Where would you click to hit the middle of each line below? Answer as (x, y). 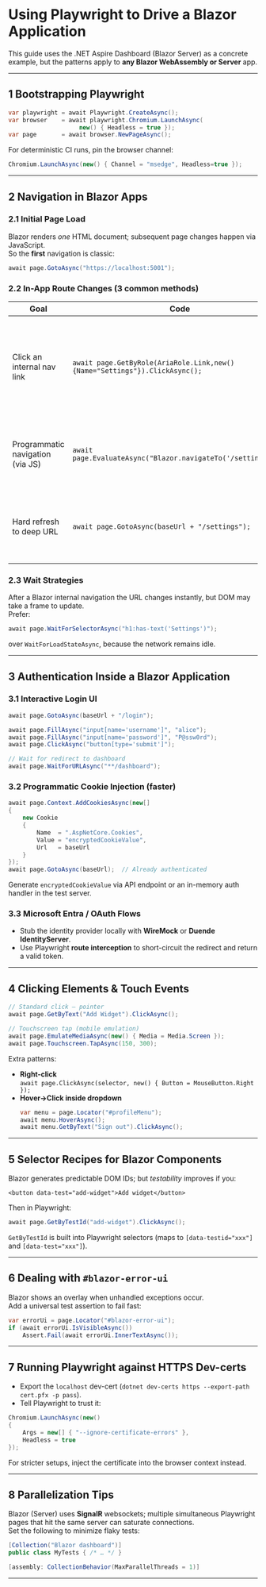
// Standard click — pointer (56, 1007)
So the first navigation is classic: (61, 253)
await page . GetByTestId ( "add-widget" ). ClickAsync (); (97, 1223)
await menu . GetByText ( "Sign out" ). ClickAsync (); (101, 1127)
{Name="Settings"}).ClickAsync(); (137, 370)
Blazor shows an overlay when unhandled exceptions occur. (106, 1297)
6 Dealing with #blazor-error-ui (88, 1279)
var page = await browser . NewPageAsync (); (90, 135)
